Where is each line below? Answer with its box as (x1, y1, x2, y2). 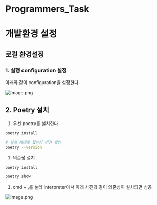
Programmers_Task (5, 3, 89, 15)
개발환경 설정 (5, 28, 57, 40)
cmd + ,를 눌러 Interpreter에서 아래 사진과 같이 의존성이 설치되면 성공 (12, 184, 152, 190)
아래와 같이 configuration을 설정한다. (5, 79, 80, 86)
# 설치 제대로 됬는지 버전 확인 (5, 139, 61, 145)
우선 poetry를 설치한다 (12, 120, 58, 126)
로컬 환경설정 (5, 50, 44, 59)
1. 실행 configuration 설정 (5, 67, 67, 74)
